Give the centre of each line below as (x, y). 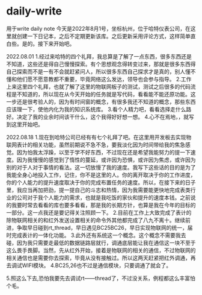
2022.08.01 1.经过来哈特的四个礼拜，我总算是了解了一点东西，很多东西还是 (99, 56)
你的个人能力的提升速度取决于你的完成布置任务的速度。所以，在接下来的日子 (101, 182)
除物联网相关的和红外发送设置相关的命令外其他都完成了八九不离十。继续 (96, 220)
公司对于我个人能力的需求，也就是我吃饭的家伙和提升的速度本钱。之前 (103, 197)
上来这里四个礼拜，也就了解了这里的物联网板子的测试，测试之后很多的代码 (98, 86)
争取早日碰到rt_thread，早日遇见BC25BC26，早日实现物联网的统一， (102, 227)
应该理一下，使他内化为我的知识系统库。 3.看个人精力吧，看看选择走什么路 (99, 109)
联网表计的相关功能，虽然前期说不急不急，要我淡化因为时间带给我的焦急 (96, 144)
